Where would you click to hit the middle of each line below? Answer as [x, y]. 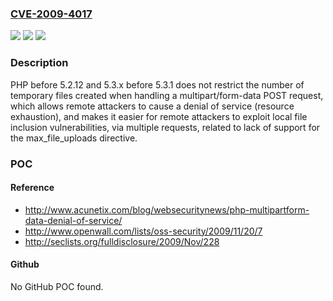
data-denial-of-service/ [73, 220]
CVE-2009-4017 [51, 14]
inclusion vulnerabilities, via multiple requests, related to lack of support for [165, 127]
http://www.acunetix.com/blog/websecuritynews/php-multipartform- [167, 209]
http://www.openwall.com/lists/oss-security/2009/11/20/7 [143, 231]
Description [39, 63]
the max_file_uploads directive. [74, 138]
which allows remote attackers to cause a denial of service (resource [152, 106]
